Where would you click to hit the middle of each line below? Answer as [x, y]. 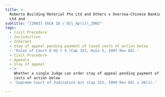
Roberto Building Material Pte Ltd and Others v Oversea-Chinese [78, 14]
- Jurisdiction [25, 37]
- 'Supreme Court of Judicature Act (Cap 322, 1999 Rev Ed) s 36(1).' [83, 82]
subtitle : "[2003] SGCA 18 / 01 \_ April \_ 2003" [54, 23]
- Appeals [19, 60]
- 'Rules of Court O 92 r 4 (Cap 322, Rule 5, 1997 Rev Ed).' [74, 50]
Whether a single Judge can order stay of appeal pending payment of [87, 73]
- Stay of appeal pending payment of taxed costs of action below [79, 46]
